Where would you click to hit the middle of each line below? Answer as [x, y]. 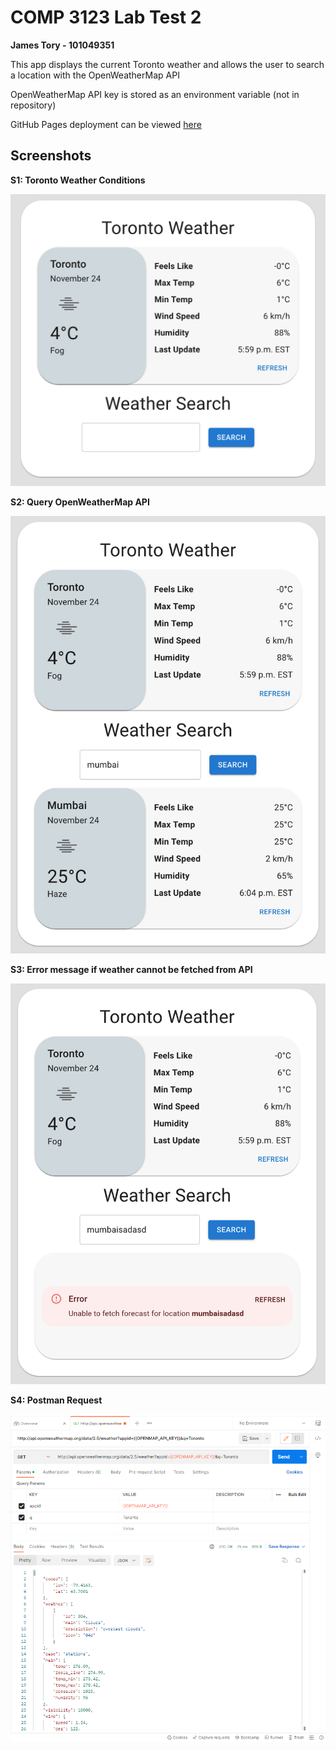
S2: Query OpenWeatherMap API [80, 502]
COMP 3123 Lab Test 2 [106, 17]
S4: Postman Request [56, 1400]
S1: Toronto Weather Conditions [78, 180]
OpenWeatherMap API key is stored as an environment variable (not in [155, 94]
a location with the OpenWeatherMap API [95, 75]
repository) [33, 105]
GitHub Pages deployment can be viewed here [106, 124]
